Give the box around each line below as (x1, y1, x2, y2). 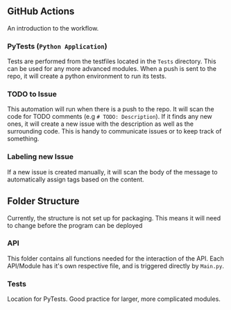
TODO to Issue (7, 90, 57, 99)
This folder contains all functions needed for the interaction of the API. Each (7, 254, 224, 263)
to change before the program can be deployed (7, 221, 143, 229)
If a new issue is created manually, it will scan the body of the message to (7, 168, 218, 176)
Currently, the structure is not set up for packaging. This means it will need (7, 213, 221, 222)
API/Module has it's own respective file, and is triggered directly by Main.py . (7, 261, 224, 270)
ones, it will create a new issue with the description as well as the (7, 120, 194, 128)
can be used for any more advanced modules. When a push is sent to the (7, 65, 217, 73)
